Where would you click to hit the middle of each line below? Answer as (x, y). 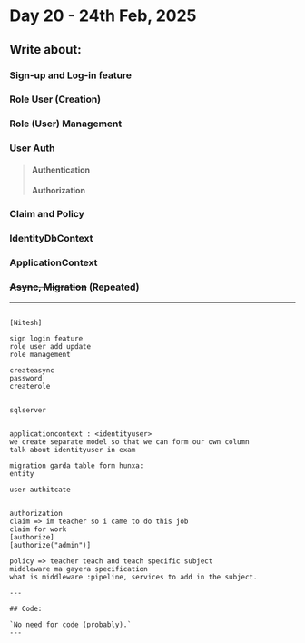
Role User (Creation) (55, 99)
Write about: (45, 49)
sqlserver (28, 410)
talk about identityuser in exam (73, 450)
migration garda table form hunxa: (77, 465)
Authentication (61, 170)
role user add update (50, 346)
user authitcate (40, 490)
